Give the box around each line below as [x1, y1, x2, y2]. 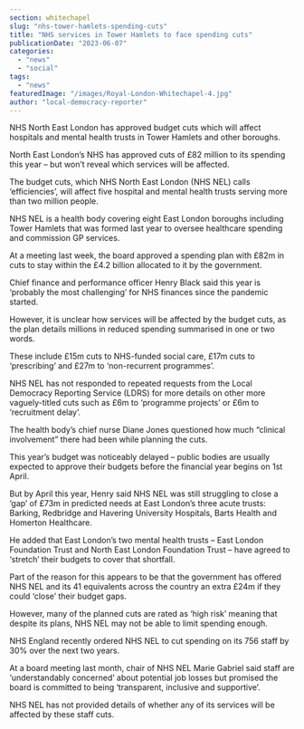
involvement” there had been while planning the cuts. [9, 434, 208, 445]
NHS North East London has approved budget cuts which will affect [9, 122, 261, 133]
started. [9, 296, 39, 308]
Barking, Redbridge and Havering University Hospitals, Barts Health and [9, 508, 278, 519]
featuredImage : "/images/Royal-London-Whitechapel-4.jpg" [9, 89, 233, 98]
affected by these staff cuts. [9, 709, 115, 720]
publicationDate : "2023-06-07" [9, 38, 128, 48]
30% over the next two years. [9, 645, 120, 657]
